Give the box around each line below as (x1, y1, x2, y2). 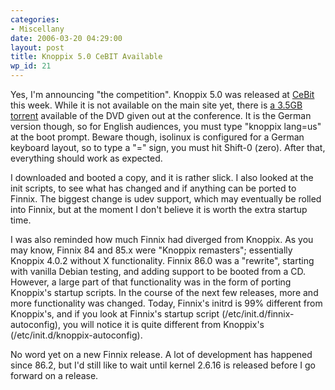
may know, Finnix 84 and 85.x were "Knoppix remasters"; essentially (10, 244, 293, 256)
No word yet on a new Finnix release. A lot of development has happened (10, 349, 313, 360)
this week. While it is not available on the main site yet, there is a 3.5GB (10, 99, 303, 111)
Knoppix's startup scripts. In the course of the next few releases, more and (10, 287, 319, 298)
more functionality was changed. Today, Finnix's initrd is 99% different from (10, 297, 323, 309)
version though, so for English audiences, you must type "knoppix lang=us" (10, 121, 322, 132)
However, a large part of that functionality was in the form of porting (10, 276, 292, 288)
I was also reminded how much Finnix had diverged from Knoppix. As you (10, 234, 314, 245)
